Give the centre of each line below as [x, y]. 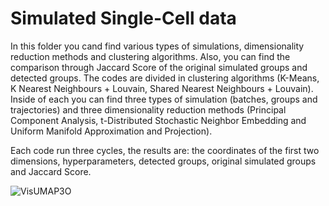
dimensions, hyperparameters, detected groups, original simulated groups [163, 161]
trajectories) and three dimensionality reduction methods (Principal [148, 109]
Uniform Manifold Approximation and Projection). [111, 131]
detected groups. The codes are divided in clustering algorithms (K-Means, [165, 78]
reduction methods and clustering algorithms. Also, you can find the [150, 56]
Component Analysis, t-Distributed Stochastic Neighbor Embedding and [158, 120]
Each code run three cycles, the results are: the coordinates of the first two [165, 150]
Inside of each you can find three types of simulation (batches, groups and [164, 99]
